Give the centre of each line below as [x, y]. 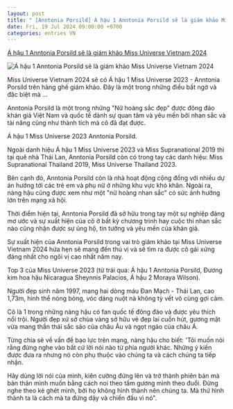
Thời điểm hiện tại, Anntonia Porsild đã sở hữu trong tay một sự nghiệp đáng [116, 214]
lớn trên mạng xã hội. [37, 200]
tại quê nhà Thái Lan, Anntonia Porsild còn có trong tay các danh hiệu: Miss [115, 157]
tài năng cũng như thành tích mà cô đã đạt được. [77, 123]
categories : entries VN [42, 33]
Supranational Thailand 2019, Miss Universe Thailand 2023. [92, 165]
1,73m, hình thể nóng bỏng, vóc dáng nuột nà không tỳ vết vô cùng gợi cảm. [116, 298]
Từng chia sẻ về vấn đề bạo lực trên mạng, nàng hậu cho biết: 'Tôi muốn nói [116, 340]
